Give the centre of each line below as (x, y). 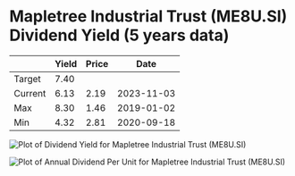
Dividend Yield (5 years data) (119, 35)
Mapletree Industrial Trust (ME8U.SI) (148, 17)
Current (30, 93)
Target (28, 79)
